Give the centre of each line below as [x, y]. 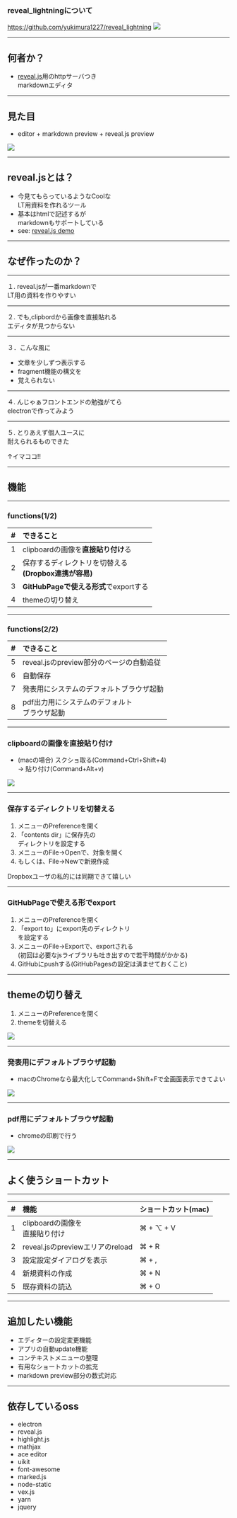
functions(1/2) [32, 516]
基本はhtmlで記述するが [52, 214]
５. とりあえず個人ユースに [46, 432]
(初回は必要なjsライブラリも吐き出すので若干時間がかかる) [103, 955]
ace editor [32, 1454]
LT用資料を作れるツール [52, 205]
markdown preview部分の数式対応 [67, 1375]
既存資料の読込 [47, 1287]
